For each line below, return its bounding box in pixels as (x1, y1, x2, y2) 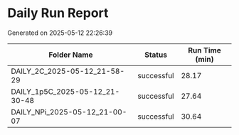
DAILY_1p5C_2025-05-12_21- (11, 87, 120, 97)
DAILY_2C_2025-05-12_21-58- (11, 66, 125, 76)
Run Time (188, 45, 222, 55)
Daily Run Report (7, 5, 109, 21)
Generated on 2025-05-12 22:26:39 (7, 28, 112, 37)
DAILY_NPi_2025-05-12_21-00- (11, 107, 127, 117)
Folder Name (48, 50, 93, 60)
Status (144, 50, 167, 60)
